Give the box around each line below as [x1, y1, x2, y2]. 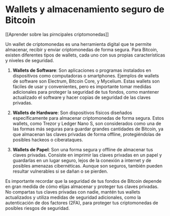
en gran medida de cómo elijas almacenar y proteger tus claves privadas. [5, 183, 159, 190]
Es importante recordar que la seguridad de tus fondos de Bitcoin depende [5, 178, 162, 184]
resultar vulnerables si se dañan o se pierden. [12, 168, 108, 174]
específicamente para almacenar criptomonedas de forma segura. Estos [12, 115, 164, 121]
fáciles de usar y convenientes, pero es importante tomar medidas [12, 83, 151, 90]
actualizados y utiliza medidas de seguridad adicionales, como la [5, 194, 141, 200]
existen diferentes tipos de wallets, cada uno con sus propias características [5, 52, 165, 58]
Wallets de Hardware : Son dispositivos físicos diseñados [12, 110, 132, 116]
